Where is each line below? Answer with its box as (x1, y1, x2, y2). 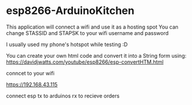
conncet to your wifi (6, 69, 55, 76)
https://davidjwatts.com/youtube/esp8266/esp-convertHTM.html (6, 58, 164, 65)
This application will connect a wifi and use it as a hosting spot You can (6, 23, 179, 30)
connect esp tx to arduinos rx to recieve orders (6, 92, 120, 99)
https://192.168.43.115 (6, 80, 58, 88)
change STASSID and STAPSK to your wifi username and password (6, 29, 169, 36)
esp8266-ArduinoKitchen (6, 4, 135, 17)
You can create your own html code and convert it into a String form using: (6, 52, 187, 59)
